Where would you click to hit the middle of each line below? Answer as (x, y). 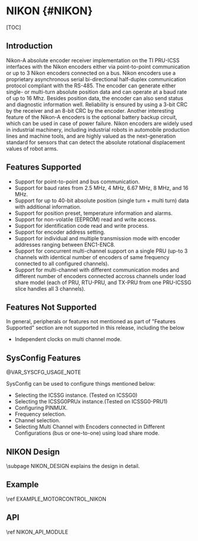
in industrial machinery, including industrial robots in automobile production (98, 129)
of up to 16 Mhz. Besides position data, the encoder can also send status (95, 98)
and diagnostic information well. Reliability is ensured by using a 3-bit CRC (97, 104)
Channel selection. (37, 421)
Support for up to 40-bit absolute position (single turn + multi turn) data (102, 201)
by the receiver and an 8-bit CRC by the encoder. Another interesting (90, 110)
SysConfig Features (43, 358)
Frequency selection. (40, 414)
